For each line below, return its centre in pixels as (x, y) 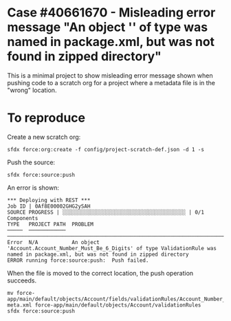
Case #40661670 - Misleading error (111, 13)
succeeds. (22, 280)
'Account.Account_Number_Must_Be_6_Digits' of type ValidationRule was (112, 248)
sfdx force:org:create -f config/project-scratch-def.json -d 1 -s (106, 149)
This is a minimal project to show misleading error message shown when (110, 75)
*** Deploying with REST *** (49, 200)
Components (23, 218)
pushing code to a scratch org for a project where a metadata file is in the (111, 82)
